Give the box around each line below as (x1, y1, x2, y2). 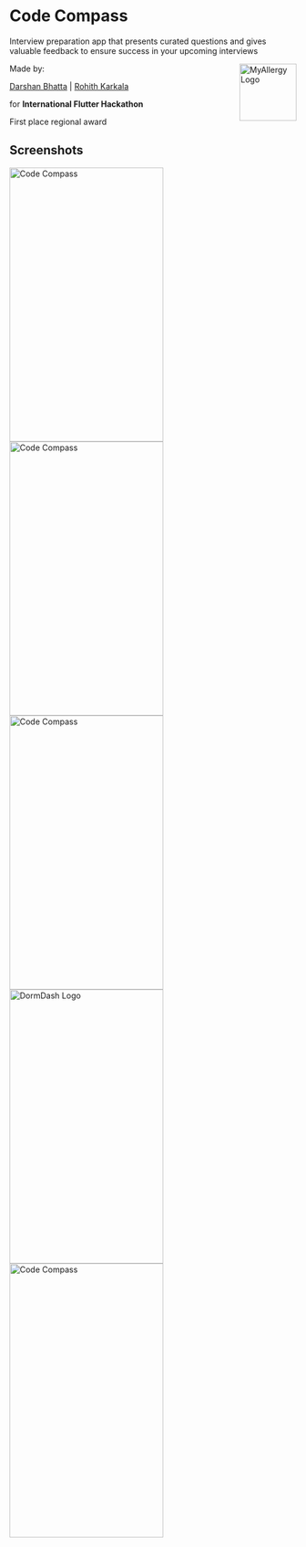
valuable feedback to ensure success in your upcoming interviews (9, 45, 259, 56)
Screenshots (9, 142, 84, 158)
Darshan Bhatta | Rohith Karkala (9, 80, 129, 91)
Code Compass (9, 5, 128, 26)
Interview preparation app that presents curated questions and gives (9, 36, 267, 47)
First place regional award (9, 116, 107, 127)
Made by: (9, 63, 46, 74)
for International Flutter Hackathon (9, 98, 144, 110)
